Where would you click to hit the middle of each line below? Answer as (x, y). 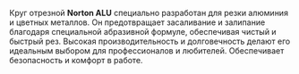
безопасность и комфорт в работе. (76, 60)
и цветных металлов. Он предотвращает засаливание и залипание (137, 22)
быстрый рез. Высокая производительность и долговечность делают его (150, 41)
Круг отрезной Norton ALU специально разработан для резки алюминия (149, 13)
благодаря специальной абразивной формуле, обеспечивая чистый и (143, 32)
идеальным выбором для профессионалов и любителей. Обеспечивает (147, 51)
